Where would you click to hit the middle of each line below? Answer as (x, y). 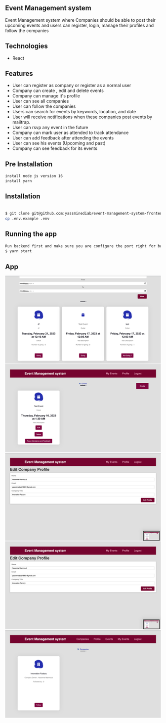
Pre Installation (29, 164)
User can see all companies (41, 101)
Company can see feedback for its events (55, 148)
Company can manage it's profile (46, 96)
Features (19, 74)
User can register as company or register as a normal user (72, 86)
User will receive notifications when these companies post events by (82, 117)
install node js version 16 (34, 176)
